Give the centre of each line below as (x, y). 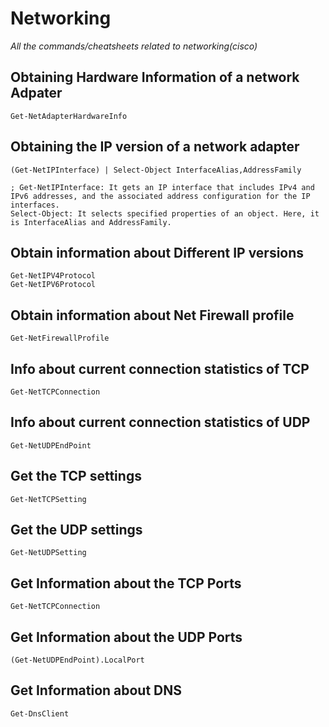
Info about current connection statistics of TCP (160, 368)
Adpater (36, 93)
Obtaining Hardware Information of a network (155, 77)
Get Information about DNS (96, 690)
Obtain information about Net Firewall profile (152, 315)
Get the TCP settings (76, 476)
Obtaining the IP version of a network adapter (155, 147)
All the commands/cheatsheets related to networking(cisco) (134, 46)
